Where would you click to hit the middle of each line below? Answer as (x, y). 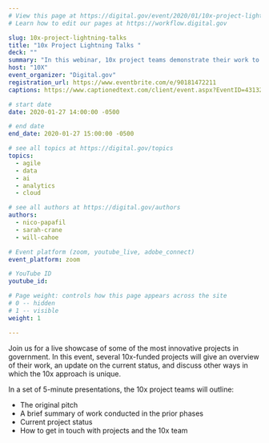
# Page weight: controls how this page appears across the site (118, 296)
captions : (25, 90)
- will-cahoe (37, 238)
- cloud (28, 193)
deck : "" (23, 53)
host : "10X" (28, 68)
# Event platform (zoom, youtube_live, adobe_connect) (102, 252)
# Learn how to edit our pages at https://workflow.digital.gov (118, 23)
